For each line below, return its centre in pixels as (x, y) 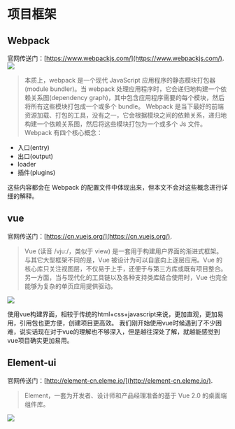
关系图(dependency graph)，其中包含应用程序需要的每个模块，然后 (128, 98)
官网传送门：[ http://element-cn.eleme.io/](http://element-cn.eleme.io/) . (110, 380)
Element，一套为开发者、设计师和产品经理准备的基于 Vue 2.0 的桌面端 (126, 395)
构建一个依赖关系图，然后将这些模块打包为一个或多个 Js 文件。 (115, 124)
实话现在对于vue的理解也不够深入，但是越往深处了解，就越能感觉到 (123, 331)
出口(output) (35, 156)
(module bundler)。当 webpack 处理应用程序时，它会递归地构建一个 (122, 89)
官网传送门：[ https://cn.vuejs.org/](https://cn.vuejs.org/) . (90, 236)
